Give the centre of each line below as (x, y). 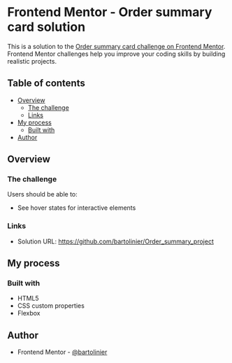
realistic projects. (32, 61)
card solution (46, 27)
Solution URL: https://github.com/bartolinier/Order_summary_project (116, 241)
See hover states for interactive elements (77, 208)
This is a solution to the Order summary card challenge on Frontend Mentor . (116, 46)
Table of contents (46, 84)
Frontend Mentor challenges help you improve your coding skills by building (116, 54)
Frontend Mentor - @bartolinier (62, 352)
